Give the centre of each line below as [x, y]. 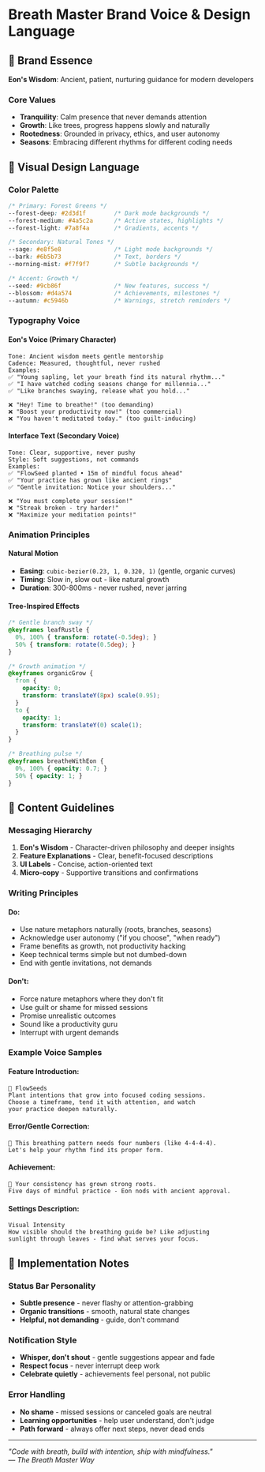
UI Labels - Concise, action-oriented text [86, 864]
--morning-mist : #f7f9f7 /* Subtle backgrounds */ [104, 265]
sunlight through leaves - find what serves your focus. [104, 1239]
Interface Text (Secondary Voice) [64, 436]
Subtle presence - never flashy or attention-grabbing [106, 1303]
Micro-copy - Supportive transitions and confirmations [109, 873]
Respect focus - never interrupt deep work [90, 1366]
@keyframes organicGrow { [50, 674]
